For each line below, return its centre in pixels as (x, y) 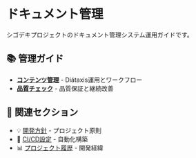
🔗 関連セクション (42, 113)
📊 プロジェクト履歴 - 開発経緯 (60, 148)
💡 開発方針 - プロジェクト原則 (59, 130)
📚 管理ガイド (35, 59)
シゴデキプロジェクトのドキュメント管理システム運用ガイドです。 (100, 35)
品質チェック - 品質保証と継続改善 (65, 88)
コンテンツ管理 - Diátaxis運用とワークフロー (79, 80)
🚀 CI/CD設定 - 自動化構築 (52, 139)
